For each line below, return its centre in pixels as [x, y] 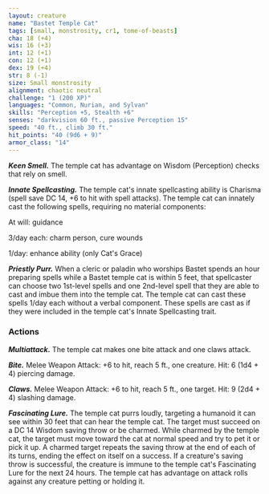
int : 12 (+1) [30, 53]
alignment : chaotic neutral [55, 90]
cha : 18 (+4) [30, 38]
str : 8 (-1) [28, 75]
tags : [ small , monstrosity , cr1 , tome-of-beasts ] [93, 30]
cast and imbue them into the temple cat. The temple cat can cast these [127, 294]
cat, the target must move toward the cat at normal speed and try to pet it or [134, 439]
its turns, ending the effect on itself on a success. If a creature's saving [126, 456]
